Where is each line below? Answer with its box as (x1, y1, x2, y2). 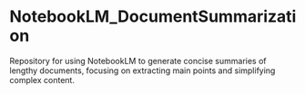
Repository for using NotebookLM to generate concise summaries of (9, 55, 267, 66)
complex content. (9, 74, 76, 85)
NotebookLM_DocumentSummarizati (9, 6, 297, 27)
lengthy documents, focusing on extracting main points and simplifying (9, 65, 276, 76)
